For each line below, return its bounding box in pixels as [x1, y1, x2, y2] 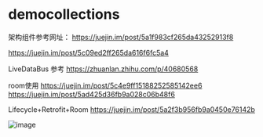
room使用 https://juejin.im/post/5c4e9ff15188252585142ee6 [8, 81, 203, 90]
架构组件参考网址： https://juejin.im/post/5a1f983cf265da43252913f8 [8, 32, 234, 41]
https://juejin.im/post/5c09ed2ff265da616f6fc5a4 [8, 48, 169, 57]
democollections [8, 5, 120, 23]
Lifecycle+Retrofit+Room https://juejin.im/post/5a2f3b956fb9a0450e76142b [8, 104, 255, 114]
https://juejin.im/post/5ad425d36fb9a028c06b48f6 [8, 89, 175, 99]
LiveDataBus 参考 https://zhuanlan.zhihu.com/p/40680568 [8, 64, 199, 74]
